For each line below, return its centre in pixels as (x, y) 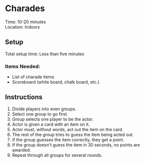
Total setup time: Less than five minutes (45, 54)
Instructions (24, 97)
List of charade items (33, 77)
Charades (25, 8)
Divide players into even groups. (44, 109)
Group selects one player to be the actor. (53, 119)
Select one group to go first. (40, 114)
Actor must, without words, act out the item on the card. (68, 129)
